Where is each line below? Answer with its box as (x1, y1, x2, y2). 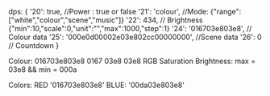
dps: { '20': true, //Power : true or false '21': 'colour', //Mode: (8, 7, 209, 16)
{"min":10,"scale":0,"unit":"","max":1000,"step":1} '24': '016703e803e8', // (8, 24, 252, 33)
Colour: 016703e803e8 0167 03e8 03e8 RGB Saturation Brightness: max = (8, 56, 256, 66)
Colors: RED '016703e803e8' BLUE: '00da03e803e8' (8, 80, 185, 90)
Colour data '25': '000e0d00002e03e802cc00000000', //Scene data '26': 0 (8, 32, 262, 42)
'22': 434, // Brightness (126, 15, 203, 25)
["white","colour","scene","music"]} (8, 15, 125, 25)
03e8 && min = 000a (8, 65, 77, 74)
